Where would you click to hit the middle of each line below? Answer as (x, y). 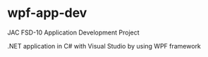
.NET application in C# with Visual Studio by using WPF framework (104, 46)
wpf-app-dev (47, 13)
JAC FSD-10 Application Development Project (73, 32)
